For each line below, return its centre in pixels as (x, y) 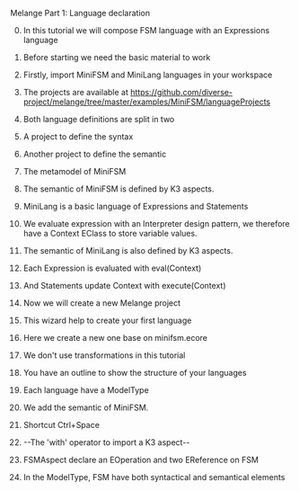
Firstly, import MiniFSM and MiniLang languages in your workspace (148, 75)
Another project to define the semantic (95, 154)
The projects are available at (76, 92)
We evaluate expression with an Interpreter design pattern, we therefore (156, 223)
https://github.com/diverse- (181, 92)
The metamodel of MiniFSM (75, 171)
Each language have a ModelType (86, 390)
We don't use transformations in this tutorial (104, 355)
